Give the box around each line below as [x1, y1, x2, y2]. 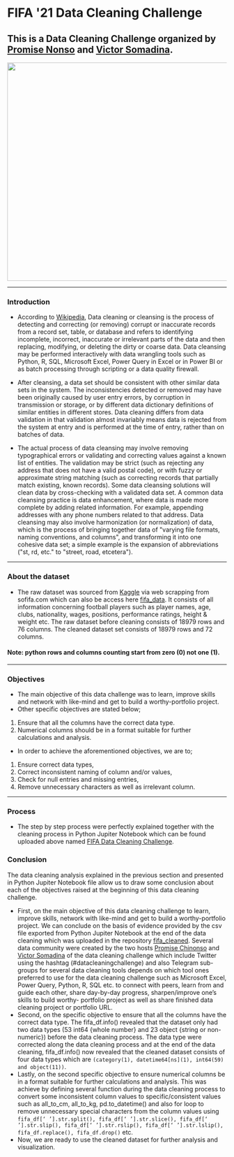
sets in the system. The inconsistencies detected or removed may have [17, 386, 222, 394]
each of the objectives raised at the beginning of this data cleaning [7, 885, 199, 894]
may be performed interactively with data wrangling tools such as [17, 350, 206, 358]
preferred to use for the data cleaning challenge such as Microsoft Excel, [17, 973, 227, 982]
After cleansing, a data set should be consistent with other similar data [17, 379, 220, 387]
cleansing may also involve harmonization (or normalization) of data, [17, 518, 214, 527]
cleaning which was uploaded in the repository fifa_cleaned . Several [17, 936, 214, 945]
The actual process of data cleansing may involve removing [17, 444, 189, 452]
